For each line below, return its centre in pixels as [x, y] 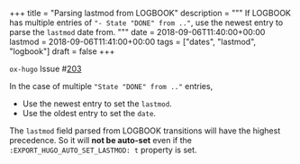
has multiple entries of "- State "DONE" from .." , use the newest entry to [146, 23]
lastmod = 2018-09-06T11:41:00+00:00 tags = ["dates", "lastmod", [133, 41]
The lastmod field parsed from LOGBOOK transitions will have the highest [145, 131]
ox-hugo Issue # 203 [45, 68]
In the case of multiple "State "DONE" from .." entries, [111, 86]
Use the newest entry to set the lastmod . [97, 104]
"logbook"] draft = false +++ [62, 51]
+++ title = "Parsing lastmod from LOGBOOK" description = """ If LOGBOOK [150, 13]
